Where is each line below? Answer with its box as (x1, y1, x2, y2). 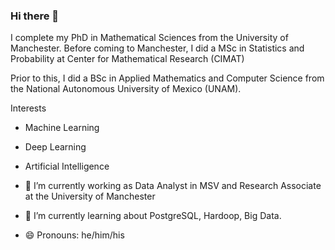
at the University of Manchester (24, 190, 156, 203)
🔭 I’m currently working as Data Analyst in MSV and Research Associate (24, 180, 322, 192)
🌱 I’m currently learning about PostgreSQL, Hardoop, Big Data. (24, 210, 282, 222)
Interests (10, 102, 47, 114)
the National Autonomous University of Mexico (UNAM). (10, 83, 242, 95)
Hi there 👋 (10, 9, 60, 23)
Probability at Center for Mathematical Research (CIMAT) (10, 53, 245, 65)
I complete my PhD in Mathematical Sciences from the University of (10, 32, 289, 44)
